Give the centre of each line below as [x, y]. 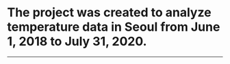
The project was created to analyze [109, 13]
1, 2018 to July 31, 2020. [77, 42]
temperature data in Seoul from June [114, 27]
